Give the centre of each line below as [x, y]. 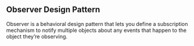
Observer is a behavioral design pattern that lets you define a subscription [97, 24]
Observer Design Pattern [53, 10]
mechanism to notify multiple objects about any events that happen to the [96, 30]
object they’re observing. [37, 36]
